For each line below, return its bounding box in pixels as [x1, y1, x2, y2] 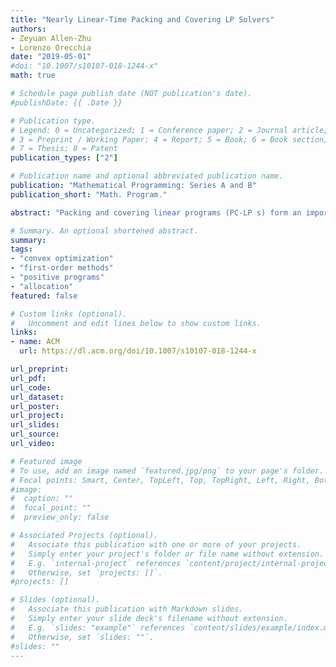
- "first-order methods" [10, 263, 114, 273]
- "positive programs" [10, 272, 105, 282]
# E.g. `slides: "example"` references [10, 622, 186, 633]
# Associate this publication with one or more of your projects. [10, 539, 302, 550]
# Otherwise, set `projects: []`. [10, 567, 163, 578]
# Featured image [10, 456, 83, 466]
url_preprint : [10, 364, 70, 374]
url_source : [10, 429, 60, 440]
